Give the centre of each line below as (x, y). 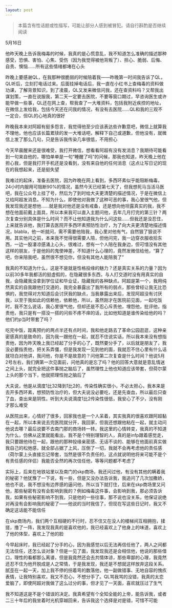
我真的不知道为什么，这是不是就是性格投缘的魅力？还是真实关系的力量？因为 (86, 268)
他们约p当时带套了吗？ (29, 319)
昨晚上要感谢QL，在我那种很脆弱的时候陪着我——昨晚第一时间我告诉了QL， (85, 77)
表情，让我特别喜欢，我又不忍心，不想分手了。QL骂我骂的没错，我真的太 (82, 576)
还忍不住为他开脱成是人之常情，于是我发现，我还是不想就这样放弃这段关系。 (86, 563)
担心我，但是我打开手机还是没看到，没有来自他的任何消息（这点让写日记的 (84, 163)
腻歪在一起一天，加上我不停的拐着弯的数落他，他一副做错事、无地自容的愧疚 (86, 570)
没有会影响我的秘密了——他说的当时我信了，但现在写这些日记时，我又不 (90, 504)
